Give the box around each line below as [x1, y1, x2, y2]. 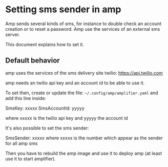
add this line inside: [5, 95, 46, 101]
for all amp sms [5, 140, 38, 147]
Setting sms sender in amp [5, 4, 121, 15]
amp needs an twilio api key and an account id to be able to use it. [5, 79, 145, 86]
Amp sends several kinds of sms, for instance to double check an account [5, 20, 162, 27]
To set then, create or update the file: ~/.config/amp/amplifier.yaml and [5, 90, 158, 96]
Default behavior [5, 56, 60, 65]
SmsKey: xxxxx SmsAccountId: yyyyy [5, 105, 85, 111]
